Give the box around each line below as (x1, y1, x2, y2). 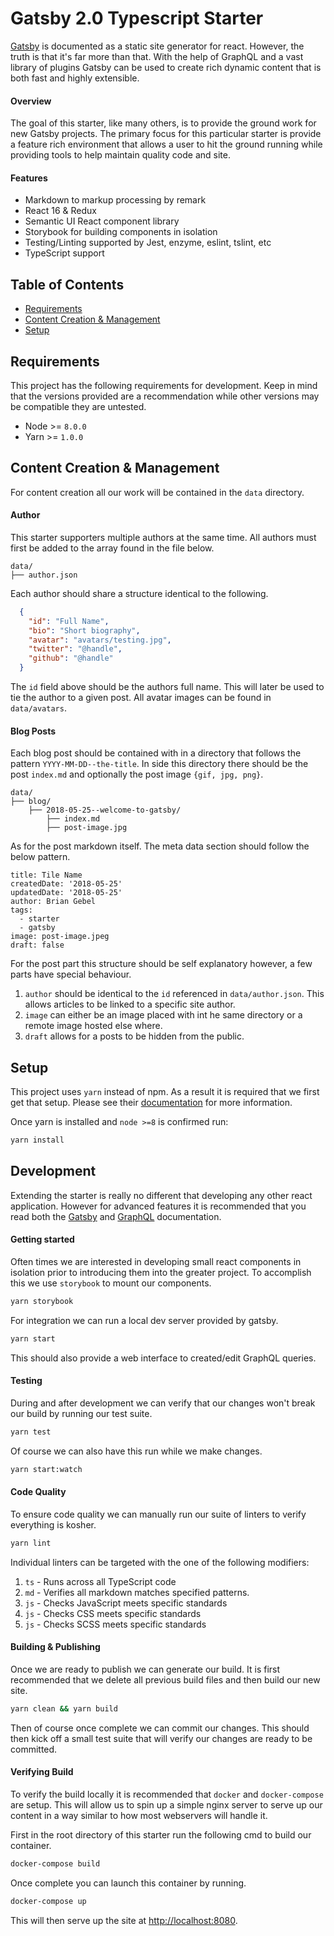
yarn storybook (10, 1297, 74, 1307)
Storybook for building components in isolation (24, 226, 218, 238)
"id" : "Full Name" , (28, 616, 110, 626)
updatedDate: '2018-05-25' (10, 888, 123, 898)
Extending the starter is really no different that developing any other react (10, 1189, 313, 1201)
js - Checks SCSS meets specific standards (24, 1618, 207, 1630)
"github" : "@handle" (28, 653, 114, 664)
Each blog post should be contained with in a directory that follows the (10, 747, 302, 759)
